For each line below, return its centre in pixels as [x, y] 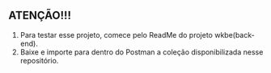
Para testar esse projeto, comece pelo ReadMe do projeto [116, 34]
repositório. [39, 60]
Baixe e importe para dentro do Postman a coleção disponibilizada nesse [142, 52]
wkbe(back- [234, 34]
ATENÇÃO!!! [40, 16]
